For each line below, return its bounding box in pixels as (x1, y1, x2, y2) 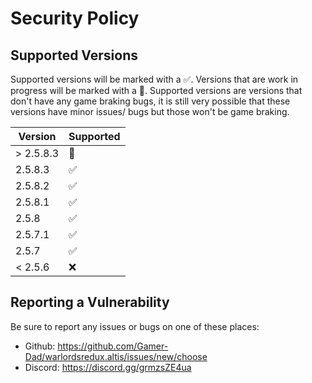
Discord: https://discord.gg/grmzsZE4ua (24, 361, 192, 373)
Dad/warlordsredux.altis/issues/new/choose (24, 350, 208, 362)
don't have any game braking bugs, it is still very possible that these (10, 95, 291, 107)
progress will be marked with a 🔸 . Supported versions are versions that (10, 85, 303, 96)
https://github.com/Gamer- (57, 340, 169, 352)
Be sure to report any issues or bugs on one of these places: (10, 320, 260, 332)
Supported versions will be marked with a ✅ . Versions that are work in (10, 73, 299, 85)
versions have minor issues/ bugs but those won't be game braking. (10, 106, 290, 117)
